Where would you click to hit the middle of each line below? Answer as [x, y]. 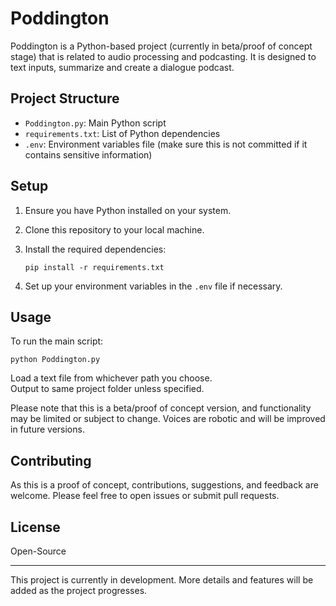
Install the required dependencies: [95, 249]
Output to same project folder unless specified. [107, 389]
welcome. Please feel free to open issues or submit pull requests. [145, 496]
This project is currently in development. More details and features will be [162, 580]
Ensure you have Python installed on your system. [128, 210]
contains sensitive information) [88, 154]
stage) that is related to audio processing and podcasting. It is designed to [163, 56]
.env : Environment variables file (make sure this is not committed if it [166, 144]
